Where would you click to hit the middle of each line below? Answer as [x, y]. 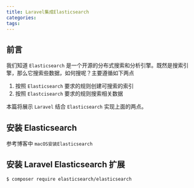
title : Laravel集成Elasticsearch [48, 12]
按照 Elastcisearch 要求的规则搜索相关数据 [69, 94]
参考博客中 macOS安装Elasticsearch [50, 143]
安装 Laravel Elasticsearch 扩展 [66, 164]
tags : [13, 23]
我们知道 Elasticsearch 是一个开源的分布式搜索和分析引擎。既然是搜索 [95, 65]
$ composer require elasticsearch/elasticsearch [69, 179]
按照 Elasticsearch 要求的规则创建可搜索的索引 [74, 86]
